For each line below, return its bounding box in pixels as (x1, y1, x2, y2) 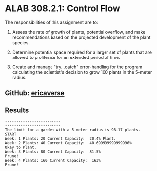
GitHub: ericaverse (5, 89, 65, 97)
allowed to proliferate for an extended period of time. (12, 54, 120, 60)
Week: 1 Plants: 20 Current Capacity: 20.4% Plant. (5, 136, 116, 141)
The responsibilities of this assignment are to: (5, 19, 98, 25)
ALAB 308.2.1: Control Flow (5, 3, 120, 14)
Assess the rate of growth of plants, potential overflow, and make (12, 29, 146, 35)
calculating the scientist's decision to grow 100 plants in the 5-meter (12, 69, 152, 75)
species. (12, 39, 30, 45)
